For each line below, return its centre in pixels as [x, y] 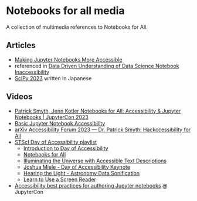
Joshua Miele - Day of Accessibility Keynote [77, 167]
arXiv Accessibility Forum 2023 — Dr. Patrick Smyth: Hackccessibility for [103, 130]
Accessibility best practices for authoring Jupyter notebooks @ [91, 185]
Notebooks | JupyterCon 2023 [52, 117]
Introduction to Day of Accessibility [66, 148]
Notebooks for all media [65, 11]
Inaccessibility [32, 72]
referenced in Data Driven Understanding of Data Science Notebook [97, 66]
